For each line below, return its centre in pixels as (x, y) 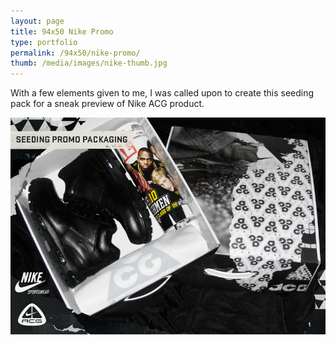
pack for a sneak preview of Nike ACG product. (107, 104)
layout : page (37, 21)
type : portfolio (44, 42)
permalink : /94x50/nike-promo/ (75, 53)
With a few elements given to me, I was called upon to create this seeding (162, 93)
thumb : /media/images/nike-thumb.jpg (89, 63)
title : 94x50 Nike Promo (62, 31)
